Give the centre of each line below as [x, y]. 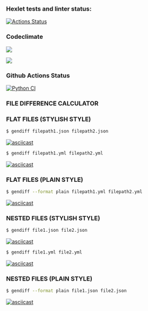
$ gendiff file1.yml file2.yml [44, 252]
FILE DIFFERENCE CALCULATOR [52, 103]
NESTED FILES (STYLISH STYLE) [53, 218]
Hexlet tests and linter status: [49, 9]
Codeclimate [25, 37]
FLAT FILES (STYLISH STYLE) [49, 119]
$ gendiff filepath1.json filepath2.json [57, 131]
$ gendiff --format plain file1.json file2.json [66, 291]
